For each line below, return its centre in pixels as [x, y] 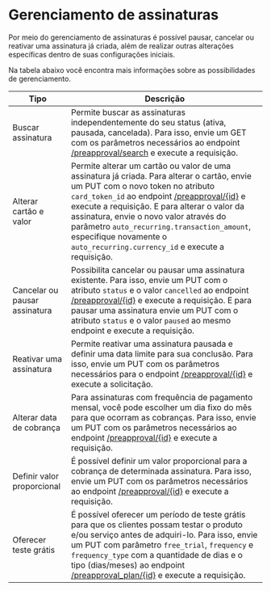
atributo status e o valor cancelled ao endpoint [160, 290]
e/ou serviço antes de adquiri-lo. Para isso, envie [165, 534]
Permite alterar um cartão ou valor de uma [151, 166]
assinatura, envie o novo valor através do [149, 216]
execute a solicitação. [112, 384]
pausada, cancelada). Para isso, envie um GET [159, 133]
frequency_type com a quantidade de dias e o [157, 555]
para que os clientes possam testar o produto [157, 525]
